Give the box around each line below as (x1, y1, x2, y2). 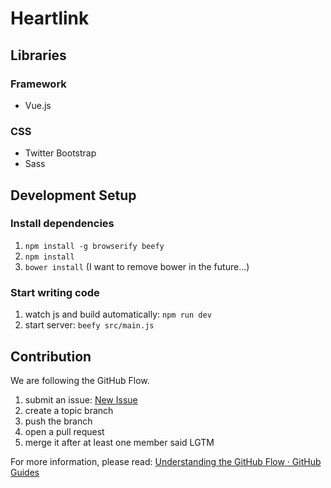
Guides (10, 466, 40, 478)
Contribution (10, 348, 92, 365)
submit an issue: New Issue (24, 393, 138, 406)
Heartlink (10, 7, 90, 30)
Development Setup (10, 187, 137, 204)
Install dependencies (10, 217, 115, 231)
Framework (10, 77, 67, 91)
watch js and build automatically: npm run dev (24, 308, 212, 321)
